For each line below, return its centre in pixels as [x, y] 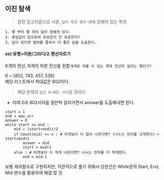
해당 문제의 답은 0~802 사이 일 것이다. [52, 92]
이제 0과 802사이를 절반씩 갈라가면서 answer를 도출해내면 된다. [73, 103]
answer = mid [36, 143]
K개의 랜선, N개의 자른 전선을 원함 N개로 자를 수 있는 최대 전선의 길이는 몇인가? [78, 66]
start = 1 [15, 112]
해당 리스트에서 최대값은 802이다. [37, 82]
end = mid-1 [35, 157]
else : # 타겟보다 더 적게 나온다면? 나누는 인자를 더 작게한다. [71, 153]
